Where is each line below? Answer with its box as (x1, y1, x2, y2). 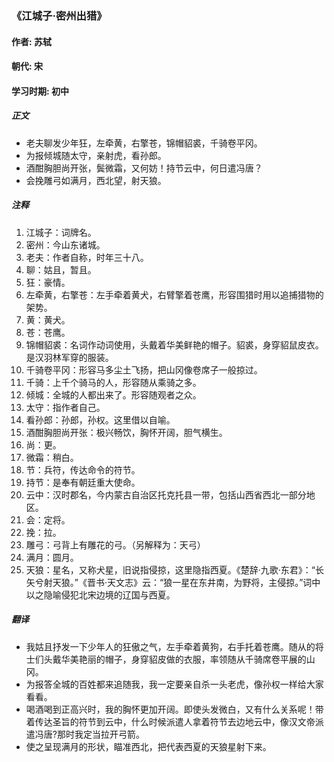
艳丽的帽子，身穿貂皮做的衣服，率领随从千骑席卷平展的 (78, 653, 307, 665)
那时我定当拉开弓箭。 (56, 728, 145, 740)
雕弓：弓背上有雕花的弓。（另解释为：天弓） (25, 538, 206, 551)
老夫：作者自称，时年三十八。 (25, 251, 149, 263)
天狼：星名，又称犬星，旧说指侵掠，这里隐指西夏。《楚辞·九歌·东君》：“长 (25, 563, 325, 576)
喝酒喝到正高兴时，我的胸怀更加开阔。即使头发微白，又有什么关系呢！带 (25, 703, 324, 715)
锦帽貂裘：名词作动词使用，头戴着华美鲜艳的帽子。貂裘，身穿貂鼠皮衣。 (25, 338, 324, 351)
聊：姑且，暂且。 (25, 263, 97, 276)
